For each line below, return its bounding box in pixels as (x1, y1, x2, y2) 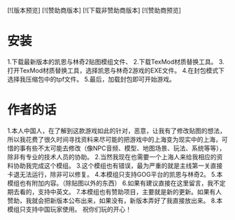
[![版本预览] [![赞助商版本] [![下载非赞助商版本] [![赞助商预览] (7, 6, 182, 14)
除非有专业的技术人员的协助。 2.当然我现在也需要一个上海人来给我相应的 (7, 152, 217, 161)
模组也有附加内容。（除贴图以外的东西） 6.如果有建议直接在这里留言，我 (7, 179, 214, 187)
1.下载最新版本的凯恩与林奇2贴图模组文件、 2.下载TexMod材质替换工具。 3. (7, 57, 225, 66)
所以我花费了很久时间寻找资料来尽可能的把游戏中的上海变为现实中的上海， (7, 135, 222, 143)
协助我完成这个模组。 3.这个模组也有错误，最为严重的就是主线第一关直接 (13, 161, 223, 170)
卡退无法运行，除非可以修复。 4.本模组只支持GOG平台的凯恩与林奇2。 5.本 (7, 170, 223, 178)
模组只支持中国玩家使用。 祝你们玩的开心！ (7, 205, 131, 213)
